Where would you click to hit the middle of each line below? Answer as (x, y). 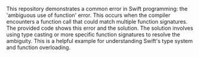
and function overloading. (39, 47)
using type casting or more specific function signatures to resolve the (93, 35)
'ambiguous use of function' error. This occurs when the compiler (89, 15)
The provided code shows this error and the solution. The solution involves (100, 28)
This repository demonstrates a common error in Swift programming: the (97, 9)
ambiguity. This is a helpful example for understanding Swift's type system (99, 41)
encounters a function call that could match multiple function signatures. (97, 22)
